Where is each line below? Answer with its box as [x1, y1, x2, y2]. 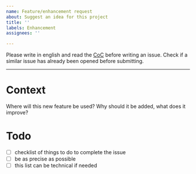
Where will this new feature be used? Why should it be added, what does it [6, 103, 185, 110]
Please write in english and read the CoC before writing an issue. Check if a [6, 51, 188, 58]
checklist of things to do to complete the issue [14, 149, 126, 155]
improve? [6, 109, 29, 116]
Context [6, 83, 46, 97]
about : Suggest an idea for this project [6, 14, 108, 20]
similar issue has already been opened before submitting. [6, 58, 144, 65]
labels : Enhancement [6, 25, 57, 31]
